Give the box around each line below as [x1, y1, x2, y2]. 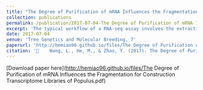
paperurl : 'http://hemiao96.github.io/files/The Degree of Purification [6, 43, 193, 49]
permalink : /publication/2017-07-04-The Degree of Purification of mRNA [6, 20, 193, 26]
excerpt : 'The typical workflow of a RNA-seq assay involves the [6, 25, 174, 32]
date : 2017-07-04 [6, 31, 50, 37]
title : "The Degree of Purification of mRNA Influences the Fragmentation [6, 8, 199, 15]
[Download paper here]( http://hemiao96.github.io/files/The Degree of [6, 64, 179, 71]
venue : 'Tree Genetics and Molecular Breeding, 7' [6, 37, 137, 43]
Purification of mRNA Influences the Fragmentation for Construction [6, 70, 175, 78]
